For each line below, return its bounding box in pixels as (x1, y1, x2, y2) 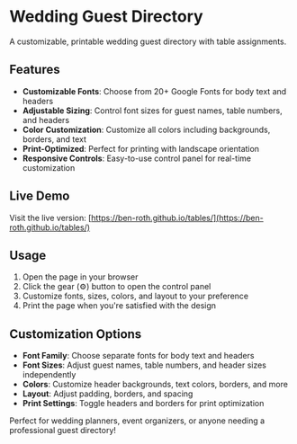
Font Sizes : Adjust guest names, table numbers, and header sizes (22, 360, 267, 370)
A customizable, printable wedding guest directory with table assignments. (9, 36, 287, 47)
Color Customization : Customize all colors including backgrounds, (22, 124, 271, 135)
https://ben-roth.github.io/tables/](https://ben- (91, 212, 264, 223)
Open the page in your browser (22, 271, 139, 282)
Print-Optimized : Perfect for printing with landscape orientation (22, 143, 259, 154)
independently (22, 369, 76, 380)
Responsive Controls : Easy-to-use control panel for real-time (22, 153, 252, 164)
